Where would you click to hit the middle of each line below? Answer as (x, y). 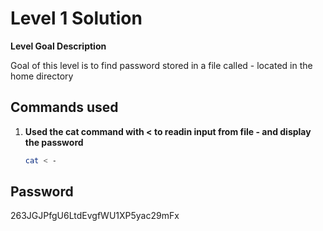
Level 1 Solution (76, 18)
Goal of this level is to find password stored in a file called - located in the (161, 65)
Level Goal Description (58, 46)
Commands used (64, 107)
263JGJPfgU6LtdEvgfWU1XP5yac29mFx (95, 216)
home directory (42, 76)
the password (54, 142)
